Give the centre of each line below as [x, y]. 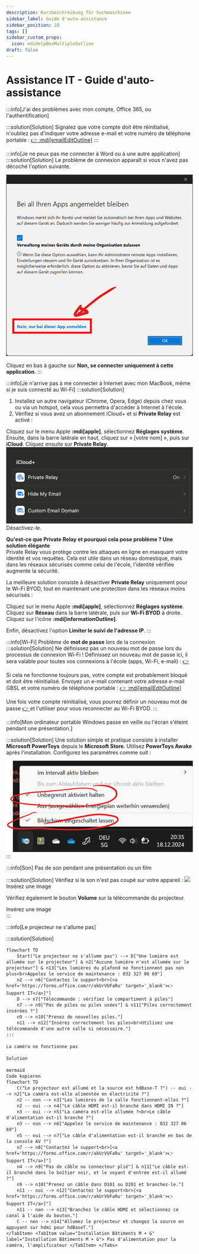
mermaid [16, 1071]
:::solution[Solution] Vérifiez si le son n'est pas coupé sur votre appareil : [95, 880]
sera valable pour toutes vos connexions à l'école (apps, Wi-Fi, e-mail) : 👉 [98, 661]
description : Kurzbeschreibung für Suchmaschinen [69, 12]
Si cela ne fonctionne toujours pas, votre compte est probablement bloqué [97, 675]
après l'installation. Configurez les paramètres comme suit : [79, 752]
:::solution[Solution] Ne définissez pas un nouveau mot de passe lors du [94, 648]
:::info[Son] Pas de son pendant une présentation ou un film [79, 868]
